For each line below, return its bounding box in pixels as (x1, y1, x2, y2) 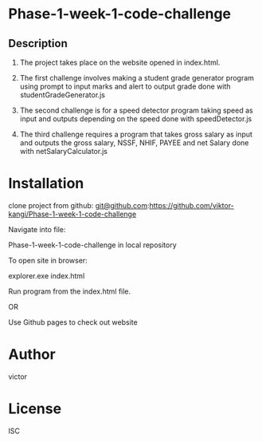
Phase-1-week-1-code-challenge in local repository (8, 240, 177, 250)
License (8, 400, 62, 418)
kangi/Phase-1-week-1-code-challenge (8, 209, 137, 219)
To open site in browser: (8, 255, 88, 265)
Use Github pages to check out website (8, 317, 138, 327)
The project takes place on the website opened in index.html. (19, 57, 221, 67)
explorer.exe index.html (8, 270, 85, 280)
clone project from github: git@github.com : (8, 200, 150, 210)
